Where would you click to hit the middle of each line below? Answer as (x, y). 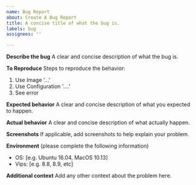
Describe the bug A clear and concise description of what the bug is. (92, 57)
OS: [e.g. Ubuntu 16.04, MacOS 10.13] (62, 158)
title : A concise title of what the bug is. (63, 23)
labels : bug (21, 29)
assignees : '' (24, 34)
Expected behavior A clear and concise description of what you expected (98, 105)
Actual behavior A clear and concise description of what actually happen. (98, 123)
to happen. (20, 111)
